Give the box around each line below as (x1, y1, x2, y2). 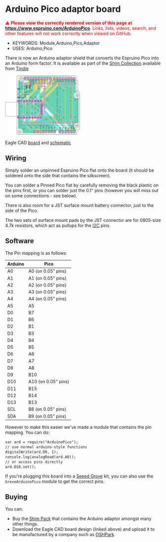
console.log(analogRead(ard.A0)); (5, 455, 77, 460)
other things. (12, 521, 39, 527)
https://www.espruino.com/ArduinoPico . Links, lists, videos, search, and (5, 25, 157, 31)
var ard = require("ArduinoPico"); (5, 440, 79, 445)
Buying (5, 493, 28, 501)
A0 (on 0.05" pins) (28, 268, 67, 274)
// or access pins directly (5, 460, 63, 465)
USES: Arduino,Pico (12, 45, 53, 51)
